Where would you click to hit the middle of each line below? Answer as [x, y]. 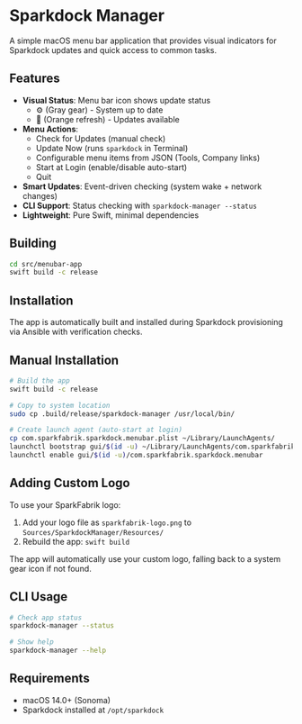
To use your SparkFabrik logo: [65, 504]
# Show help [31, 642]
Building [33, 244]
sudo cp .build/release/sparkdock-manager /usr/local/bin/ [122, 414]
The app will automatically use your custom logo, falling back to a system [145, 558]
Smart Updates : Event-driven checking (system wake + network [142, 186]
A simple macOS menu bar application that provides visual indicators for [143, 41]
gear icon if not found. [50, 568]
